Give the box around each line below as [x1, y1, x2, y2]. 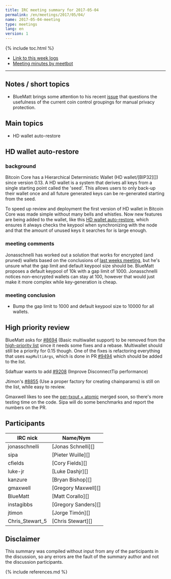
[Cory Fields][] [51, 459, 88, 466]
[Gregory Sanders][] [51, 501, 101, 508]
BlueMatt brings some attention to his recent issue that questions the [12, 93, 158, 99]
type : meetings [5, 21, 38, 27]
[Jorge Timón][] [51, 509, 91, 516]
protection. [12, 104, 36, 110]
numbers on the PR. [5, 404, 47, 410]
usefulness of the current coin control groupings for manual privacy [12, 99, 155, 105]
